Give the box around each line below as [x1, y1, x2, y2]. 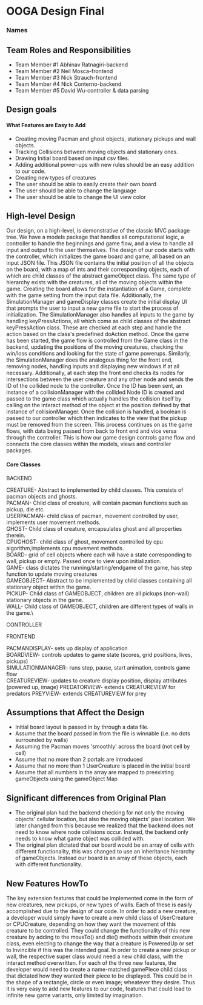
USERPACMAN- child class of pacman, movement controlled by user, [6, 512, 179, 519]
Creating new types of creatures [15, 173, 96, 181]
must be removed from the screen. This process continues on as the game [6, 421, 193, 429]
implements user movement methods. [6, 519, 101, 526]
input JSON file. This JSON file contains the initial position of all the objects [6, 259, 194, 267]
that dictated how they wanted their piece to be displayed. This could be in [6, 972, 193, 979]
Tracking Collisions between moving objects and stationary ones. [15, 148, 179, 155]
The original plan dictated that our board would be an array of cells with [15, 841, 195, 849]
